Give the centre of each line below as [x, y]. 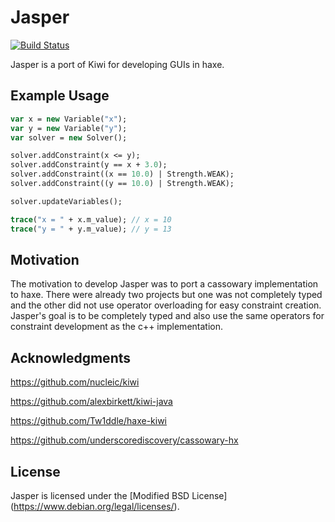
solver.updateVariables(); [66, 201]
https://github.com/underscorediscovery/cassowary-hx [124, 440]
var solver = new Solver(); [69, 137]
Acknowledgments [71, 357]
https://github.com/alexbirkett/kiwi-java [91, 402]
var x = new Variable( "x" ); [69, 119]
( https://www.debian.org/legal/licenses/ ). [95, 506]
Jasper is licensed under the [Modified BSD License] [119, 495]
